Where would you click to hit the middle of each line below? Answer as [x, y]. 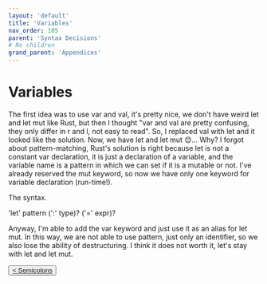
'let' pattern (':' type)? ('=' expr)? [62, 213]
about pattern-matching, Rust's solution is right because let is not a [119, 148]
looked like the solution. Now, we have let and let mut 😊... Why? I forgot [126, 140]
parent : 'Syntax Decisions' [55, 38]
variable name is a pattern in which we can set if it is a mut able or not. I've [130, 165]
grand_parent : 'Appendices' [55, 53]
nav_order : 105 [33, 30]
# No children [32, 45]
